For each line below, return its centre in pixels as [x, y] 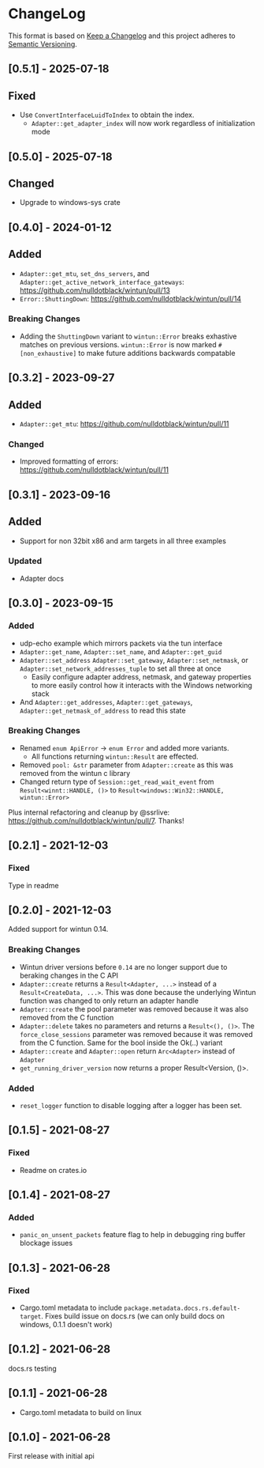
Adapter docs [42, 578]
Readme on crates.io [53, 1170]
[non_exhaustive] [48, 354]
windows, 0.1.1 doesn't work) [66, 1324]
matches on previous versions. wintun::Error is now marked [118, 344]
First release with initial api [51, 1456]
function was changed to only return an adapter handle [109, 1001]
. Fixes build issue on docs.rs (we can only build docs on [133, 1316]
